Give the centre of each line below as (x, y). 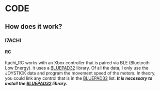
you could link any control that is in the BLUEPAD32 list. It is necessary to (79, 78)
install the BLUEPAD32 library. (36, 83)
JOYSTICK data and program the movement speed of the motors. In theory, (80, 73)
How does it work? (34, 27)
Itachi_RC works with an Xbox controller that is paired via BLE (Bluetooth (77, 63)
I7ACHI (13, 40)
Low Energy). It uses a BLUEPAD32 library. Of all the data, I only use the (77, 68)
